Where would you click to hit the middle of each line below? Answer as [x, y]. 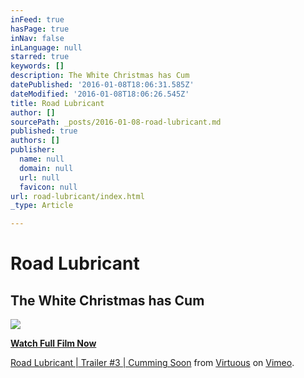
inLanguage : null [46, 47]
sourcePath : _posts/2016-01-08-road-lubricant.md [116, 122]
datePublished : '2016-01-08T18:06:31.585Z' [102, 85]
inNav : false [37, 38]
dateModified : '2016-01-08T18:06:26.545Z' [100, 94]
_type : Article [42, 206]
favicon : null [48, 187]
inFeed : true [37, 19]
